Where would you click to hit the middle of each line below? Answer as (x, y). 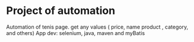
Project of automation (61, 11)
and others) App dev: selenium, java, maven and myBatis (76, 33)
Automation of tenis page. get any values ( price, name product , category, (97, 27)
